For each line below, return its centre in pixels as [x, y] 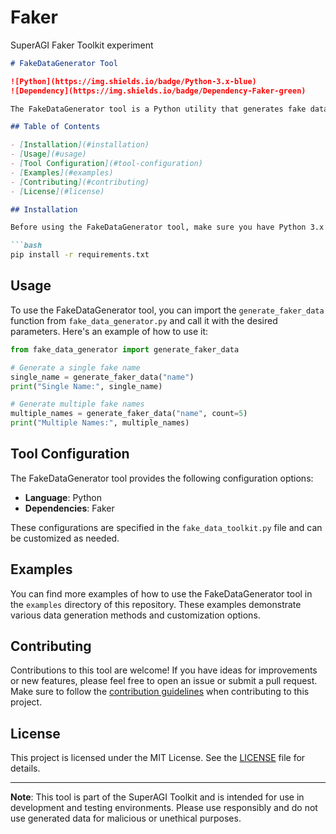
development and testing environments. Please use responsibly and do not [164, 808]
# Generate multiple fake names [77, 404]
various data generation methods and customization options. [135, 615]
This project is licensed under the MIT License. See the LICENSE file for [158, 758]
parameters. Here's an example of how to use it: [109, 331]
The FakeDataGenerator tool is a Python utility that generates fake [158, 109]
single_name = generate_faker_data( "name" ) [102, 377]
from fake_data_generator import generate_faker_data [125, 349]
